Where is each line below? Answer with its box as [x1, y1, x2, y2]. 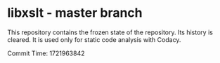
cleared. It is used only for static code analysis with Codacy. [7, 35, 181, 43]
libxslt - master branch [7, 5, 143, 21]
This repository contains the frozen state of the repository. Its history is [7, 28, 213, 36]
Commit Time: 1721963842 [7, 49, 85, 57]
